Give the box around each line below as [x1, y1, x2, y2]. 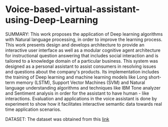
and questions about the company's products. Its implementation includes [5, 68, 159, 74]
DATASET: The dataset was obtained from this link [5, 116, 109, 122]
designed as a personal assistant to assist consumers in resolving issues [5, 63, 156, 69]
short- [148, 74, 161, 80]
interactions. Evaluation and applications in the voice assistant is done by [5, 95, 157, 102]
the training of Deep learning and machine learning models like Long [5, 74, 148, 80]
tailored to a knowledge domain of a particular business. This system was [5, 58, 158, 64]
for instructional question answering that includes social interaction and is [5, 52, 159, 59]
